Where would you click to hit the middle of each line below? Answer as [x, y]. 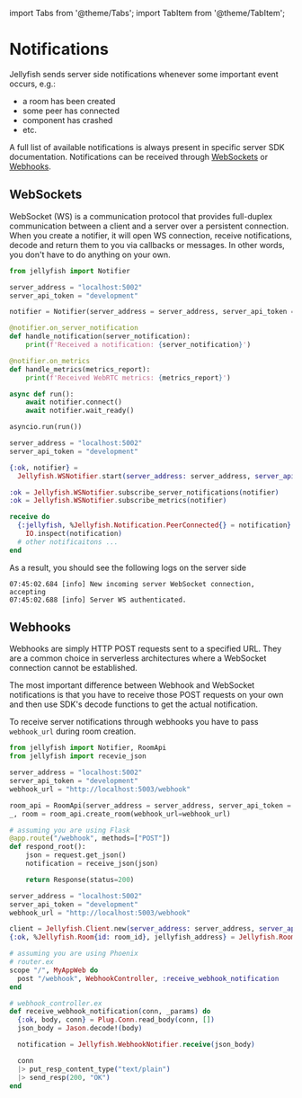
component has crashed [67, 120]
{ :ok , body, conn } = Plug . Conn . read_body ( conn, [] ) [116, 1020]
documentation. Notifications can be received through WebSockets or [138, 156]
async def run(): [42, 394]
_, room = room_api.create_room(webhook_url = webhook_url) [120, 814]
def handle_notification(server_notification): [100, 336]
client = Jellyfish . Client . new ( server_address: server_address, [132, 929]
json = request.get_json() [76, 855]
